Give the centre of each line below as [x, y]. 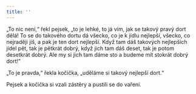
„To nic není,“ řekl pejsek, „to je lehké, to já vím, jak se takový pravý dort [96, 29]
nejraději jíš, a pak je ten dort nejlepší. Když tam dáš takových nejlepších [97, 42]
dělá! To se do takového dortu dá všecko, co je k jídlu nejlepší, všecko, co [98, 35]
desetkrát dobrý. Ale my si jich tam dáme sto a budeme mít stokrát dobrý [97, 54]
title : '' [19, 12]
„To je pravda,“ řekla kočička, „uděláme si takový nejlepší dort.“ [85, 72]
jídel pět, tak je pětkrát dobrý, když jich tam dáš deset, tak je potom [90, 48]
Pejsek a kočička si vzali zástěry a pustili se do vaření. [74, 84]
